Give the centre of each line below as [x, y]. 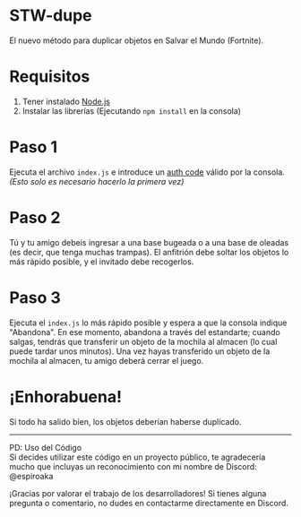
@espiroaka [31, 476]
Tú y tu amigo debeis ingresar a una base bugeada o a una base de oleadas [149, 242]
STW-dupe [51, 16]
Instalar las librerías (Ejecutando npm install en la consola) [132, 111]
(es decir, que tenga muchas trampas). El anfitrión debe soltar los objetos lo [149, 252]
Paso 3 [35, 297]
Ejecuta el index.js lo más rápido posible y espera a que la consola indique [148, 323]
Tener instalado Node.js [66, 101]
